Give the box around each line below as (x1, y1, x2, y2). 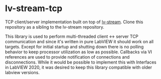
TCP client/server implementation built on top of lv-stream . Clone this (5, 19, 144, 25)
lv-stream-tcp (5, 3, 63, 14)
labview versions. (5, 69, 40, 75)
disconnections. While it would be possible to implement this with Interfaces (5, 59, 157, 65)
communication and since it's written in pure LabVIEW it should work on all (5, 38, 154, 44)
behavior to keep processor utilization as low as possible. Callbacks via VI (5, 49, 152, 55)
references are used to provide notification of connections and (5, 54, 130, 60)
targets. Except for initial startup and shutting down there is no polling (5, 44, 144, 49)
